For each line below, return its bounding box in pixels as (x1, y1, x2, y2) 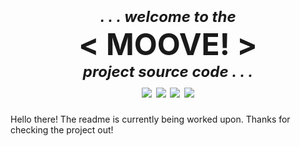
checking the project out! (10, 123, 114, 136)
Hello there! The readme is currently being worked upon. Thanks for (10, 113, 291, 125)
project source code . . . (82, 62, 254, 82)
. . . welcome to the (99, 7, 237, 27)
